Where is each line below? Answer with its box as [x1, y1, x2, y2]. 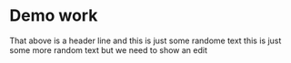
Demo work [9, 5, 98, 26]
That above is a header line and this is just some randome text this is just [9, 35, 282, 46]
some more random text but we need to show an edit [9, 44, 207, 55]
